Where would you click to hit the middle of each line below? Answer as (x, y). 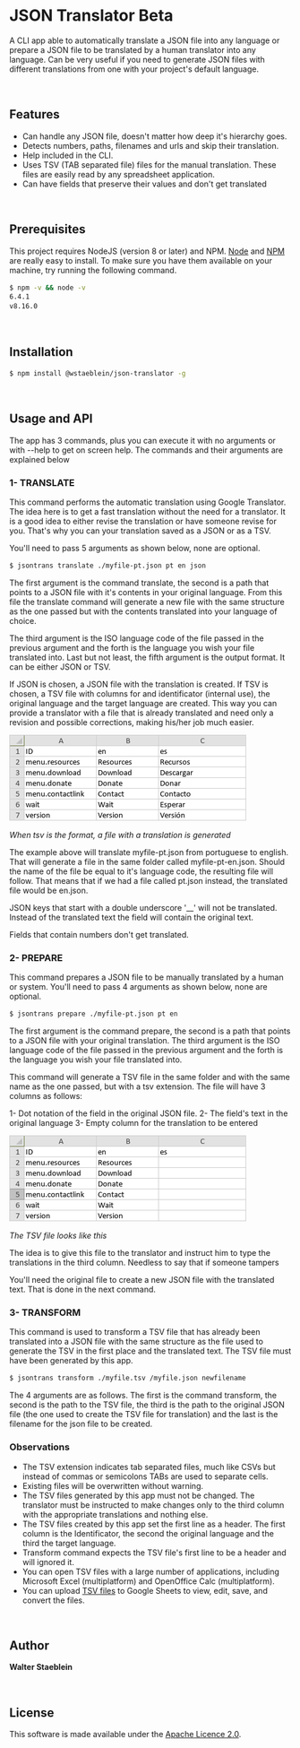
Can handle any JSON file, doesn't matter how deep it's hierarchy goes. (154, 136)
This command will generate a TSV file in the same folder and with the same (150, 1077)
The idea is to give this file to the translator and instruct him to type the (140, 1253)
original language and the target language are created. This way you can (143, 703)
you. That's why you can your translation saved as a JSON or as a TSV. (140, 531)
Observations (39, 1447)
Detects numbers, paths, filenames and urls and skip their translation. (150, 145)
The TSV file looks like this (58, 1236)
